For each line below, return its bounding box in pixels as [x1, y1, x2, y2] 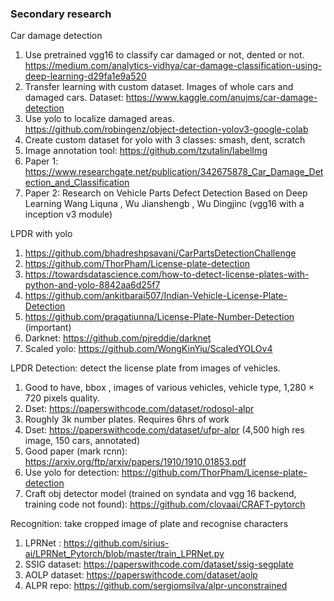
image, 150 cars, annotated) [24, 435, 141, 447]
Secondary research [10, 7, 112, 21]
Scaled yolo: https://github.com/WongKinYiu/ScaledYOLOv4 [24, 343, 273, 355]
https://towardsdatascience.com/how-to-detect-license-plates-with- [24, 268, 310, 281]
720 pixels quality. [24, 392, 100, 404]
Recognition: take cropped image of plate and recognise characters [10, 518, 289, 530]
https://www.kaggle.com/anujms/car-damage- [125, 92, 318, 104]
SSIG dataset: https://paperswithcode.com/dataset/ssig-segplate [24, 558, 294, 571]
